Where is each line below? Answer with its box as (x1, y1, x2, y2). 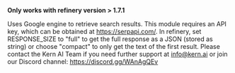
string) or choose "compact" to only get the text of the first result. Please (7, 43, 221, 50)
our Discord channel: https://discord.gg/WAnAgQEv (7, 57, 159, 66)
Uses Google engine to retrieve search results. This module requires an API (7, 20, 227, 28)
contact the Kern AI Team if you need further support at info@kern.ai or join (7, 50, 228, 58)
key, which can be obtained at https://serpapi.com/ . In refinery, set (7, 28, 202, 35)
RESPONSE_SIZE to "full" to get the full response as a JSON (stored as (7, 35, 214, 43)
